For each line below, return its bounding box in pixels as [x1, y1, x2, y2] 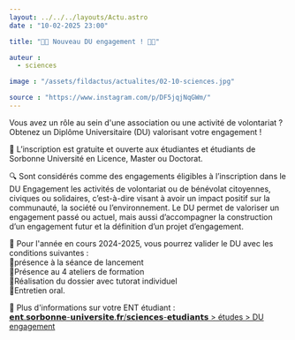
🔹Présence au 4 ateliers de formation [9, 266, 145, 276]
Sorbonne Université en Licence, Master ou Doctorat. [9, 153, 203, 163]
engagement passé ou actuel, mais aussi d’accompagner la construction [9, 211, 273, 222]
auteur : [9, 53, 42, 62]
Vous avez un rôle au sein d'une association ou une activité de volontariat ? [9, 117, 284, 128]
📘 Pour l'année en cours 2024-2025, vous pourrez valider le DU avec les [9, 238, 274, 248]
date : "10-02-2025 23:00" [9, 21, 109, 30]
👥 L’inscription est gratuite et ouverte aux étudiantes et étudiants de [9, 143, 256, 155]
